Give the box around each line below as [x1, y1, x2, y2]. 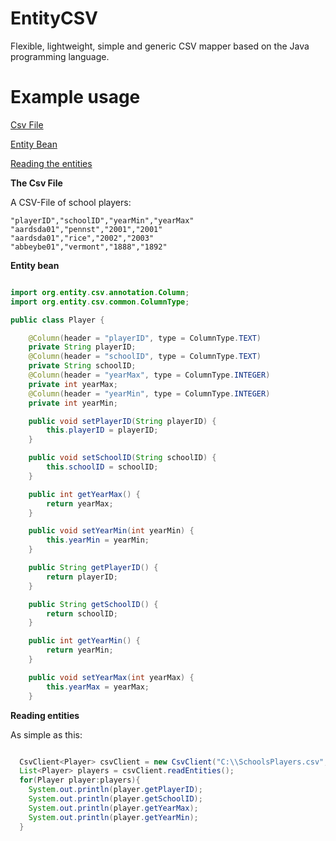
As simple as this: [10, 728, 83, 741]
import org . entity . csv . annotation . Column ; [10, 287, 190, 297]
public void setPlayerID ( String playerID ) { [28, 416, 217, 426]
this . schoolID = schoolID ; [46, 462, 159, 472]
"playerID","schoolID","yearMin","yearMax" [10, 215, 195, 226]
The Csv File [10, 177, 63, 189]
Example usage [10, 86, 141, 109]
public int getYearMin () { [28, 636, 141, 646]
